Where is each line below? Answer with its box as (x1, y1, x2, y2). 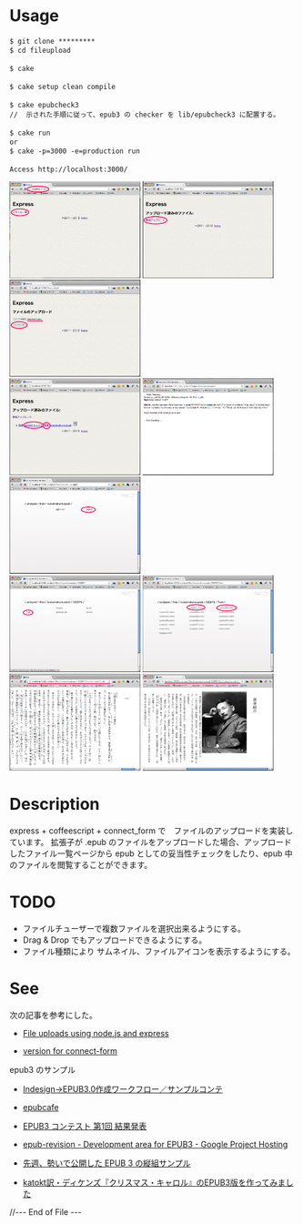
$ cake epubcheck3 (9, 100, 79, 109)
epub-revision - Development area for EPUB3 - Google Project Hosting (22, 1138, 288, 1149)
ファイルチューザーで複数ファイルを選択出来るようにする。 (22, 923, 246, 934)
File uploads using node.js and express (22, 1027, 170, 1038)
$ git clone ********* (9, 36, 96, 46)
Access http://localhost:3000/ (9, 165, 128, 174)
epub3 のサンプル (9, 1064, 76, 1075)
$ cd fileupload (9, 46, 71, 55)
